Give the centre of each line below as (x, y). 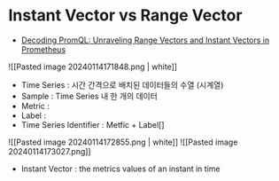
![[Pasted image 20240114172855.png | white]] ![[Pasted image (123, 142)
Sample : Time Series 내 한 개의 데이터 (89, 96)
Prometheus (43, 49)
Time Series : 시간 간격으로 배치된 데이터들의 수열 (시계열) (122, 84)
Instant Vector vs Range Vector (125, 16)
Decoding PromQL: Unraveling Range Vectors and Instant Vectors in (145, 40)
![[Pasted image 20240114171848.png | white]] (93, 67)
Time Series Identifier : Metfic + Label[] (93, 124)
